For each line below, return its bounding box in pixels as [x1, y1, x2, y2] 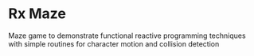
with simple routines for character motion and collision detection [8, 39, 220, 48]
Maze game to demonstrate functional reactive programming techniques [8, 31, 246, 40]
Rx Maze [8, 5, 66, 23]
